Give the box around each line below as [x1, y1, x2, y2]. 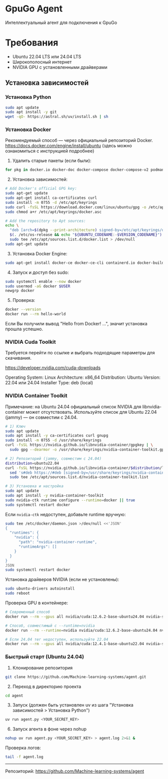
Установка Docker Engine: [12, 250, 67, 256]
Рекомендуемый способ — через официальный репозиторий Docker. [5, 137, 153, 143]
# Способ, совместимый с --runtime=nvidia [5, 623, 95, 628]
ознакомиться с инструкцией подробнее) [5, 148, 94, 154]
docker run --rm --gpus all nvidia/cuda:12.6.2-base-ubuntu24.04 [5, 614, 144, 619]
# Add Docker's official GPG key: [5, 186, 77, 191]
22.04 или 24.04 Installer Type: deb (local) [5, 380, 93, 386]
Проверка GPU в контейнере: [5, 600, 68, 606]
